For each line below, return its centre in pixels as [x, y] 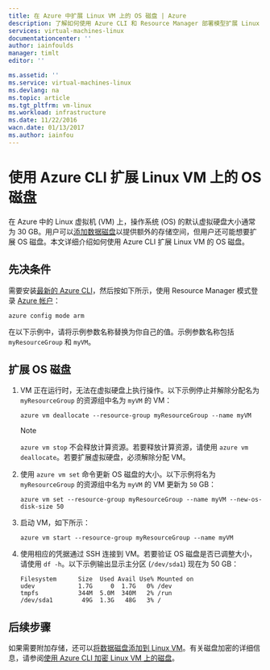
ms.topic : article [39, 97]
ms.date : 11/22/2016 [43, 120]
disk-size [37, 507]
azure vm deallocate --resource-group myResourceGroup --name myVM [135, 416]
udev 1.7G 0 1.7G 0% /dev [96, 586]
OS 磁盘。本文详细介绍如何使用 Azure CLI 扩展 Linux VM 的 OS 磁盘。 [133, 242]
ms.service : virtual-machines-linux [70, 83]
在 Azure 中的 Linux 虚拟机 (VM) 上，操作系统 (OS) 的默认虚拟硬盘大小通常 [132, 221]
